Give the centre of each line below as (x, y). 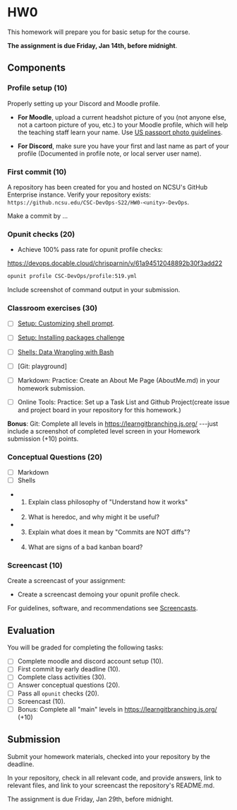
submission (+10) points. (43, 439)
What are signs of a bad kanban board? (85, 547)
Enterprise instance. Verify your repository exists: (79, 195)
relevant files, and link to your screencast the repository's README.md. (111, 785)
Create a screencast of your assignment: (66, 581)
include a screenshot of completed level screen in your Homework (104, 431)
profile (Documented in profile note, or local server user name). (109, 154)
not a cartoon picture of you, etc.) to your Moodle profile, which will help (123, 125)
